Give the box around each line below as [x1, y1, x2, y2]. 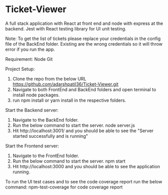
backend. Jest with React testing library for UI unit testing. [5, 25, 127, 31]
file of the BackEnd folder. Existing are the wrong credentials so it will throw [5, 41, 163, 47]
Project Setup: [5, 66, 35, 72]
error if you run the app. [5, 46, 55, 52]
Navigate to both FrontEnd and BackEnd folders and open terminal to [12, 86, 156, 92]
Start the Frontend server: [5, 143, 59, 149]
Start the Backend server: [5, 107, 59, 113]
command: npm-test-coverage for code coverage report [5, 184, 123, 190]
